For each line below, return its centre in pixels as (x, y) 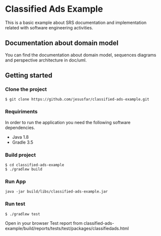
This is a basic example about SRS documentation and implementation (76, 22)
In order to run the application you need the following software (68, 122)
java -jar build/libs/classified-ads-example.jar (57, 192)
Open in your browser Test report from (44, 223)
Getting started (29, 75)
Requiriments (21, 112)
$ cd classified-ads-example (35, 165)
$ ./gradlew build (24, 170)
